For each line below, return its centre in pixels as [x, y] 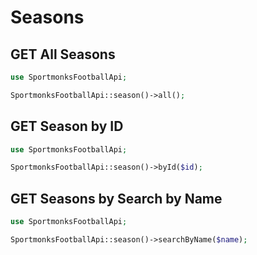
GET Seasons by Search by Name [116, 198]
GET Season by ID [67, 126]
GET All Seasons [63, 54]
